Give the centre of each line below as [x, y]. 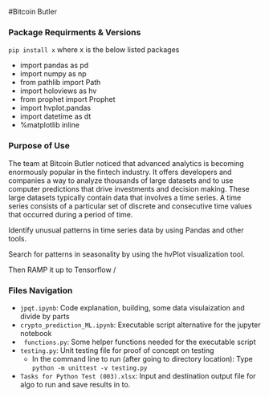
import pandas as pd [54, 65]
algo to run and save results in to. [75, 384]
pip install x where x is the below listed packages [94, 50]
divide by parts [45, 316]
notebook [36, 333]
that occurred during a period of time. [71, 214]
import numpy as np [53, 74]
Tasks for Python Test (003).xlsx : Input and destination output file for [138, 375]
